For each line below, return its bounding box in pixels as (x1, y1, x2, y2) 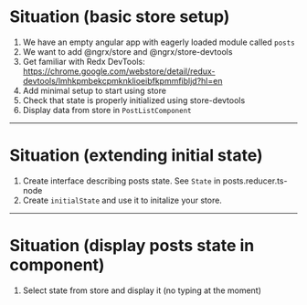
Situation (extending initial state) (9, 145, 263, 166)
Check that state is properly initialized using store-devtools (22, 94, 246, 106)
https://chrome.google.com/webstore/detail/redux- (22, 66, 217, 77)
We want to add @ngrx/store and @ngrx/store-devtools (22, 46, 233, 57)
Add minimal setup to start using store (22, 85, 167, 96)
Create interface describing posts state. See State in (22, 175, 221, 186)
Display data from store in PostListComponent (22, 104, 192, 115)
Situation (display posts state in (9, 236, 255, 257)
